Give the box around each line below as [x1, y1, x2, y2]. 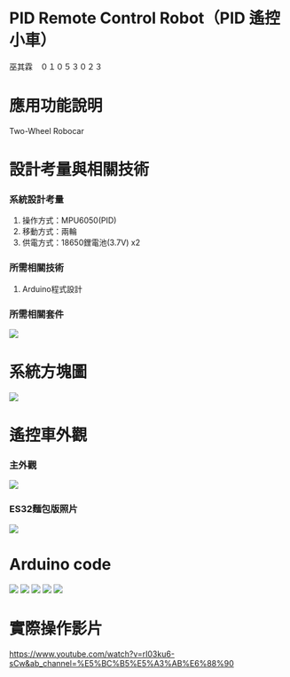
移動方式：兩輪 [21, 226, 77, 237]
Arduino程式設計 [21, 283, 82, 294]
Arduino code [9, 554, 112, 574]
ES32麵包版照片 [9, 503, 78, 516]
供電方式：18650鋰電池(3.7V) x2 [21, 237, 141, 248]
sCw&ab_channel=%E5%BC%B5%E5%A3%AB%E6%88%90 [9, 657, 235, 668]
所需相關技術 [9, 262, 65, 274]
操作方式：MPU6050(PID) [21, 215, 117, 226]
